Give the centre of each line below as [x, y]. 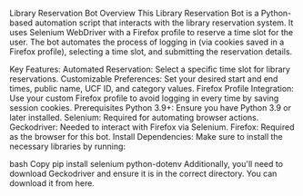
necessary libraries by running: [67, 146]
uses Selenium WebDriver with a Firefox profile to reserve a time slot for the [151, 32]
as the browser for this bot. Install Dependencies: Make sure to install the [146, 137]
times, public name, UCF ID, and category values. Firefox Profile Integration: [151, 88]
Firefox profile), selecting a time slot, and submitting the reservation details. [151, 52]
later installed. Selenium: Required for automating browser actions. [134, 118]
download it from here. [52, 183]
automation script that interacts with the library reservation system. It [164, 23]
